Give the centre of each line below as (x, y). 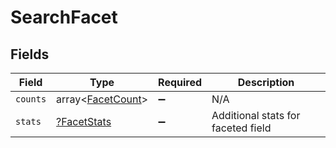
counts (31, 99)
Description (266, 82)
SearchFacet (64, 17)
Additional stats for (256, 115)
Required (180, 82)
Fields (30, 54)
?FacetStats (84, 121)
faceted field (241, 128)
